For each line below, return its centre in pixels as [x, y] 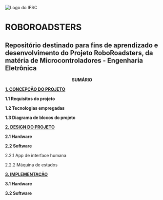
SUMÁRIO [82, 80]
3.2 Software [19, 193]
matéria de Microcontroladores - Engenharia [74, 60]
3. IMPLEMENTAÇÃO [26, 174]
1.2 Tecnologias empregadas [35, 108]
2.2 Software [19, 146]
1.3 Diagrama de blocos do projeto [40, 118]
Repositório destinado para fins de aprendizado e [82, 45]
